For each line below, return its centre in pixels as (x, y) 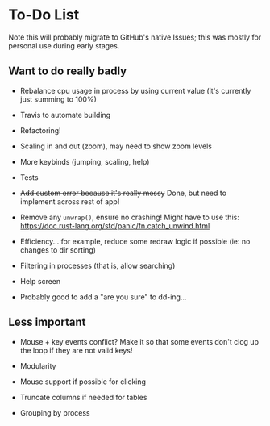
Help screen (40, 281)
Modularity (38, 365)
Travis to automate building (65, 115)
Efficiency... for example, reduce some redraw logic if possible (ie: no (135, 241)
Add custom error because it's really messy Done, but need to (123, 193)
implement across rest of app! (70, 201)
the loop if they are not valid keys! (76, 350)
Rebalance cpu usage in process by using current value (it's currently (135, 90)
